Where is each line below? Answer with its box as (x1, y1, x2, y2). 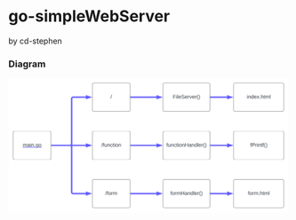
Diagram (8, 58, 46, 70)
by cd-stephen (8, 35, 63, 46)
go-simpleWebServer (8, 6, 171, 27)
